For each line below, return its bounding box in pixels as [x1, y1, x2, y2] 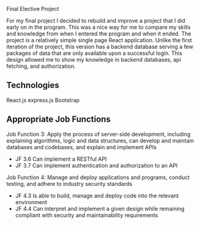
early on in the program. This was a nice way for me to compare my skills [6, 24, 191, 31]
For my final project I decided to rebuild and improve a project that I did [6, 17, 185, 24]
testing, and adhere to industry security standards [6, 180, 133, 187]
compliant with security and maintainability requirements [15, 211, 158, 219]
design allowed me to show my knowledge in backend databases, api [6, 56, 182, 63]
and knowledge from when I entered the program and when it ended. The [6, 30, 191, 37]
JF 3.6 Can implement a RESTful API [15, 155, 107, 163]
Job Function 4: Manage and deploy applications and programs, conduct [6, 174, 190, 181]
